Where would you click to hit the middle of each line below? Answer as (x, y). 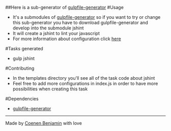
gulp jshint (23, 58)
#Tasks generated (24, 48)
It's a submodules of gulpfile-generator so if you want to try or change (87, 17)
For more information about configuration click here (67, 39)
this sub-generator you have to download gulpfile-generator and (80, 23)
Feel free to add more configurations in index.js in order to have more (85, 84)
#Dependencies (22, 99)
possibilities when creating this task (50, 89)
